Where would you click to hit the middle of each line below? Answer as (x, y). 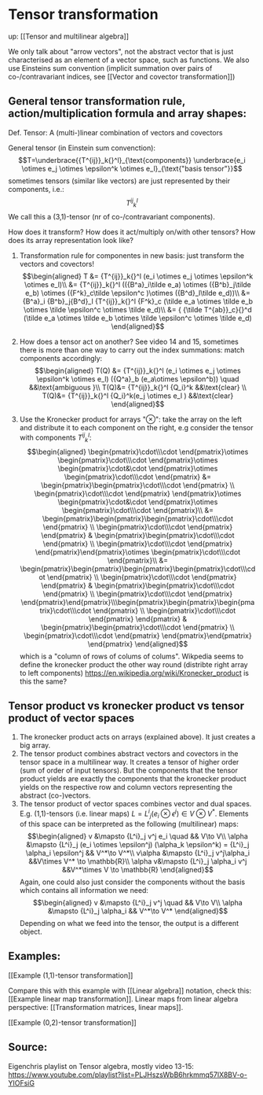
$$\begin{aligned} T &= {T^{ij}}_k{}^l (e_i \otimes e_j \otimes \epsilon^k (138, 276)
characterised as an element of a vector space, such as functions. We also (129, 60)
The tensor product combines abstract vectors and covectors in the (129, 754)
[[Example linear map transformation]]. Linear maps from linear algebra (123, 999)
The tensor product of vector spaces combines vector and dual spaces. (135, 804)
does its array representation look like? (71, 241)
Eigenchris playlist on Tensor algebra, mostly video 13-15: (101, 1066)
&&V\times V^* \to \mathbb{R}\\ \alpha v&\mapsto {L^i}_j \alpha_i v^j (138, 861)
